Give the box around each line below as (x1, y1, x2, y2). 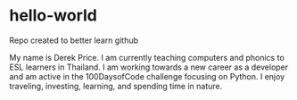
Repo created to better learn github (9, 35, 139, 46)
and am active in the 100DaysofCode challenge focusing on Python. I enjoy (9, 71, 285, 81)
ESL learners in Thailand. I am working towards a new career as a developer (9, 62, 289, 72)
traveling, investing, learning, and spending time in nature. (9, 80, 223, 91)
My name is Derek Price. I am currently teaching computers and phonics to (9, 52, 285, 62)
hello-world (9, 5, 98, 26)
